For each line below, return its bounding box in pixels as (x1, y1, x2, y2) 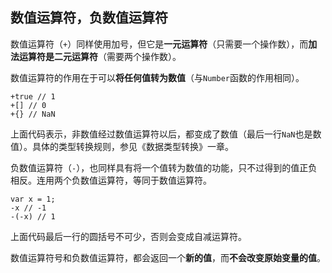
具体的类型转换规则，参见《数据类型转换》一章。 (31, 140, 234, 152)
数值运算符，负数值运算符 (10, 9, 168, 27)
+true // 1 (10, 91, 56, 102)
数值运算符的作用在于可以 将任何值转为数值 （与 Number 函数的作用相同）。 (10, 71, 305, 83)
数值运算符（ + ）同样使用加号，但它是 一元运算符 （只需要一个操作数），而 (10, 38, 309, 50)
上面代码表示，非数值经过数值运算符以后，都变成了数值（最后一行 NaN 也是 (10, 128, 313, 140)
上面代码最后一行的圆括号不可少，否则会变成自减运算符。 (10, 230, 247, 242)
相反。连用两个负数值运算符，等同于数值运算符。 (10, 174, 212, 186)
